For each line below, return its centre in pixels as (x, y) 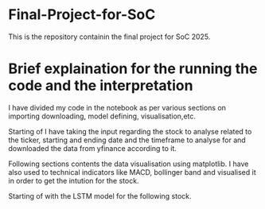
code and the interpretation (101, 86)
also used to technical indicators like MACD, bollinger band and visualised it (132, 172)
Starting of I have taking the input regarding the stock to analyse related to (130, 131)
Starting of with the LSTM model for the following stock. (100, 195)
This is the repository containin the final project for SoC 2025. (109, 37)
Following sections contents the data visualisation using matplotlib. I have (129, 164)
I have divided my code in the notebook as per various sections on (117, 107)
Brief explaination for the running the (133, 69)
